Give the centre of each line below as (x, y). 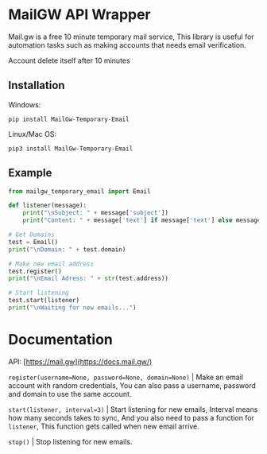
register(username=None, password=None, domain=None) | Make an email (126, 377)
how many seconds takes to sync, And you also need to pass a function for (131, 417)
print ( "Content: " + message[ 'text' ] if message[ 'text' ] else (128, 220)
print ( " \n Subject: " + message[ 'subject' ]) (96, 213)
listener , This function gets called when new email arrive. (104, 426)
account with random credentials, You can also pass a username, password (132, 385)
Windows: (25, 104)
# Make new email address (51, 264)
